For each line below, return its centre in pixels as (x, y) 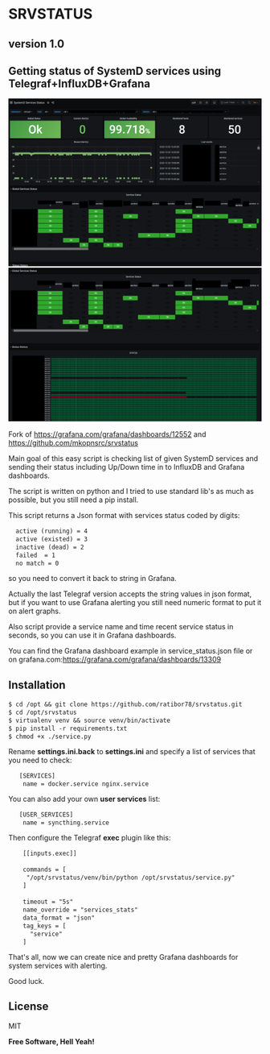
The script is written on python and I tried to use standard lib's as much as (131, 492)
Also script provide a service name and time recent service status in (121, 627)
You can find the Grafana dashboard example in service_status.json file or (131, 651)
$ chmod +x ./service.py (50, 737)
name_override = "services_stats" (80, 910)
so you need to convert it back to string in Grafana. (92, 579)
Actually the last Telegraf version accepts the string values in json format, (130, 594)
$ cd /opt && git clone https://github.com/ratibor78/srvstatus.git (125, 705)
